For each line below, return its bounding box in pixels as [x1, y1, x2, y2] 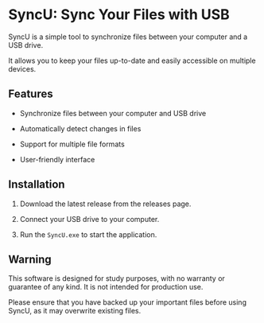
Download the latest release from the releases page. [19, 199, 192, 208]
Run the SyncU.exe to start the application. [19, 229, 157, 239]
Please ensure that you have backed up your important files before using [8, 298, 247, 307]
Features [8, 88, 53, 101]
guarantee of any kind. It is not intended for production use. [8, 282, 204, 292]
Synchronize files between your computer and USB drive [19, 108, 207, 118]
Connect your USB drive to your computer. [19, 214, 160, 224]
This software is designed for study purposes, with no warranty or [8, 274, 225, 283]
